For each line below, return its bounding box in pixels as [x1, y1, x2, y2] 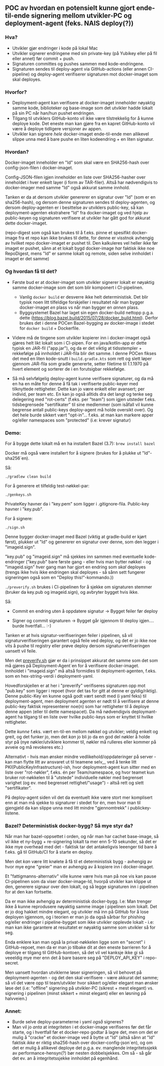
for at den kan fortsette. [5, 889, 53, 895]
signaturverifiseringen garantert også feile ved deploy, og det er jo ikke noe [5, 637, 157, 643]
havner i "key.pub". [5, 506, 43, 512]
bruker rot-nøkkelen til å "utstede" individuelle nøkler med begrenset [5, 774, 143, 780]
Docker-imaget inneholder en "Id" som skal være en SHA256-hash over [5, 159, 150, 166]
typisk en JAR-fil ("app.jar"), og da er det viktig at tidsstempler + [12, 345, 142, 351]
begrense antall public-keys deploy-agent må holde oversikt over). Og [12, 406, 153, 412]
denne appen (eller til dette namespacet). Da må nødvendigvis [5, 709, 131, 714]
